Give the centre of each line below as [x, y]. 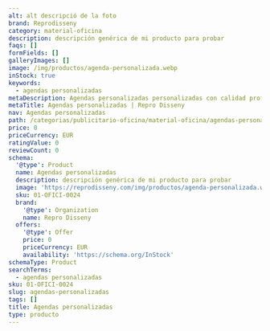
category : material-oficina [55, 31]
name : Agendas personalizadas [66, 173]
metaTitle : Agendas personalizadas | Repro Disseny [96, 105]
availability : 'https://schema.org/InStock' [98, 255]
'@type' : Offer [48, 233]
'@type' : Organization [61, 210]
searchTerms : [30, 270]
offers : [29, 225]
